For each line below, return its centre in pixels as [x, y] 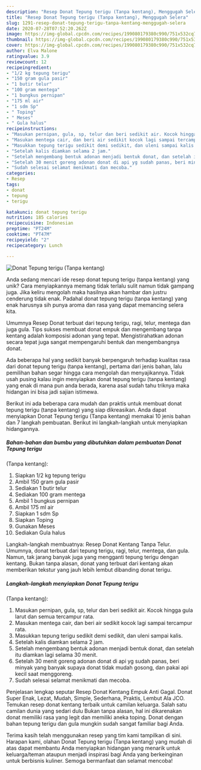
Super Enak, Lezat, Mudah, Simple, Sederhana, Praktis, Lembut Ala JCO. [96, 698]
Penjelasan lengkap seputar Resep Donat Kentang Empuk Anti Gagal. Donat [99, 692]
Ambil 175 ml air [34, 508]
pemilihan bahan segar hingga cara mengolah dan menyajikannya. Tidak [95, 373]
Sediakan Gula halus [40, 533]
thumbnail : [20, 40]
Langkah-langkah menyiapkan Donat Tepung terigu [72, 584]
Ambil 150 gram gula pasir [47, 482]
